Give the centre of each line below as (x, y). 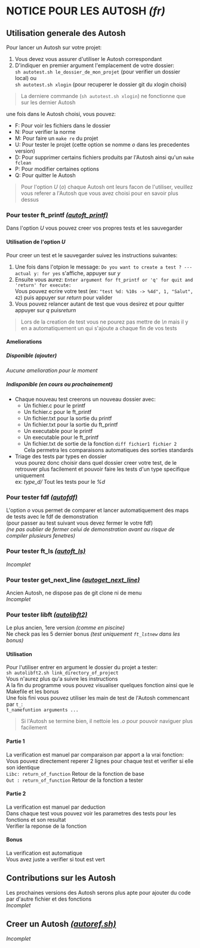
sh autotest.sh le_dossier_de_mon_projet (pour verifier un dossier (98, 72)
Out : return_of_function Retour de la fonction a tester (75, 780)
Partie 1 (16, 741)
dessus (30, 199)
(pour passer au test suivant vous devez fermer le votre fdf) (80, 523)
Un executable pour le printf (58, 431)
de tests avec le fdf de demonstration (52, 517)
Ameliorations (24, 342)
